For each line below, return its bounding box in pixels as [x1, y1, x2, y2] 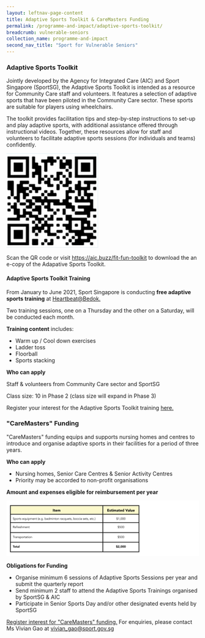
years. [6, 446, 23, 454]
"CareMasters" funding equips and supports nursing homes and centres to [6, 433, 195, 441]
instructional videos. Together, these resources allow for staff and [6, 128, 173, 135]
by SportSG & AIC [15, 593, 60, 601]
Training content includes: [6, 325, 74, 332]
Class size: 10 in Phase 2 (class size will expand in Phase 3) [6, 392, 157, 400]
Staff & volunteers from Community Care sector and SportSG [6, 380, 160, 387]
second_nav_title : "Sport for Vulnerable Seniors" [6, 42, 138, 48]
